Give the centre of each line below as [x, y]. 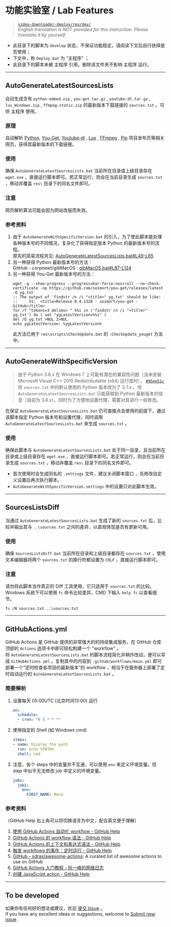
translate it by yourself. [42, 35]
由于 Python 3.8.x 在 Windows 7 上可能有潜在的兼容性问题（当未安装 [90, 374]
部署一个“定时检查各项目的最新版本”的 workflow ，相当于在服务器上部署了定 [85, 668]
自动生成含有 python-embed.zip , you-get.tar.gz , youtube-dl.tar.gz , [78, 98]
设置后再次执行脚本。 [39, 480]
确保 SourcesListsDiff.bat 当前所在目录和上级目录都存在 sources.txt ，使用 [85, 554]
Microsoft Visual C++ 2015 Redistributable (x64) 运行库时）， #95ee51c [91, 381]
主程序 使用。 [25, 111]
